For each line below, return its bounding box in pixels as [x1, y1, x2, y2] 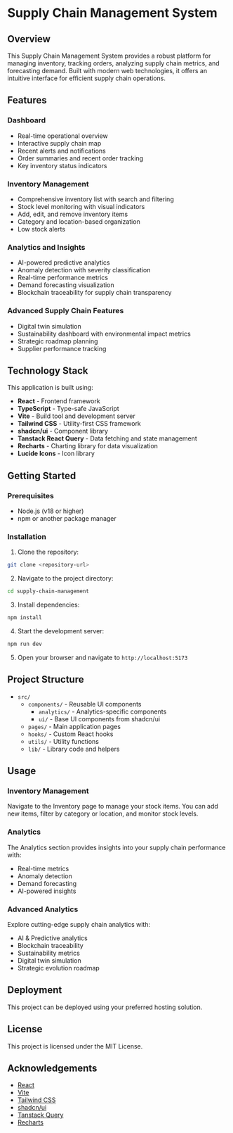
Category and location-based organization [17, 217, 140, 226]
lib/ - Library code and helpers [27, 745, 120, 753]
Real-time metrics [17, 864, 69, 873]
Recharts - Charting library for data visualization [17, 442, 158, 450]
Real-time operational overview [17, 132, 109, 140]
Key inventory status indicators [17, 161, 107, 170]
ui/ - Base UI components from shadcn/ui [38, 714, 160, 723]
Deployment [7, 984, 62, 996]
